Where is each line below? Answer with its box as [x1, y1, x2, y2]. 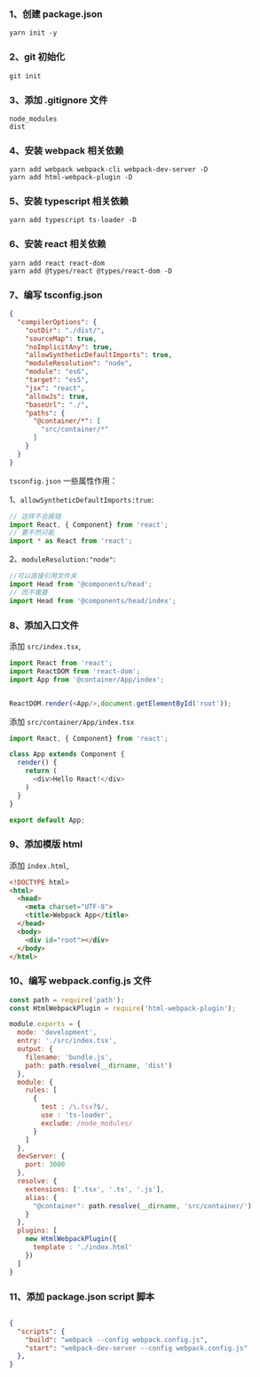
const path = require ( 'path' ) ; [9, 995, 125, 1005]
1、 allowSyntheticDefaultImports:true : [9, 494, 154, 505]
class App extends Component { [9, 750, 125, 759]
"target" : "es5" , [25, 376, 90, 385]
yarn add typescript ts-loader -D [9, 216, 138, 225]
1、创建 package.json [9, 7, 103, 20]
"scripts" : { [17, 1326, 66, 1336]
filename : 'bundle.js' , [25, 1053, 114, 1062]
